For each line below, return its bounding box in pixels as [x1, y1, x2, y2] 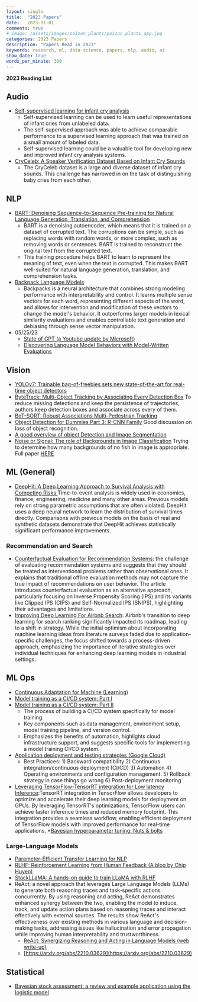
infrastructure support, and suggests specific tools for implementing [23, 738, 190, 746]
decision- [164, 918, 187, 926]
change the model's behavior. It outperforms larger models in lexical [23, 310, 190, 317]
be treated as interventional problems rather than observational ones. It [14, 568, 189, 575]
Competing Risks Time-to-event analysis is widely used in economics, [14, 489, 186, 496]
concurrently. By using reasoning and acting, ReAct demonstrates [14, 893, 175, 900]
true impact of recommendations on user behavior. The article [14, 580, 166, 587]
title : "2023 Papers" [6, 14, 62, 20]
